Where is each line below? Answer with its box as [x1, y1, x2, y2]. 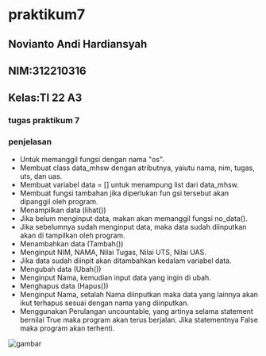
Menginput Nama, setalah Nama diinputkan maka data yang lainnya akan [19, 289, 259, 299]
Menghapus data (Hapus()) [19, 281, 109, 291]
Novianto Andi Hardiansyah [8, 37, 148, 51]
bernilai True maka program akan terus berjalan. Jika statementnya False [19, 315, 258, 324]
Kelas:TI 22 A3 [8, 91, 83, 105]
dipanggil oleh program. [19, 196, 98, 206]
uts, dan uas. [19, 171, 63, 180]
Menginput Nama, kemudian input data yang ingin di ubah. [19, 273, 212, 282]
